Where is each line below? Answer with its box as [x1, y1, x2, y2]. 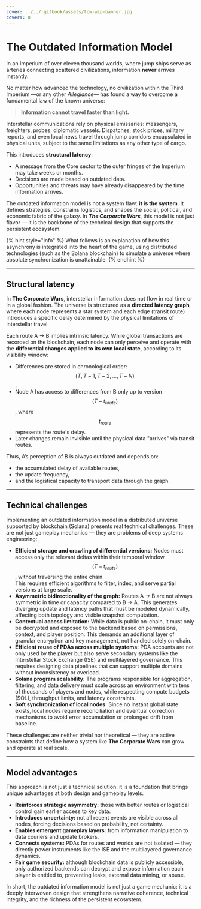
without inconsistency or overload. [14, 669, 100, 676]
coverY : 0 [6, 14, 31, 20]
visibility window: [6, 352, 49, 359]
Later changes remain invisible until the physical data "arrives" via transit [14, 434, 195, 442]
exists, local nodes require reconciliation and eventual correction [14, 707, 175, 715]
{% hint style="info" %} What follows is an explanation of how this [6, 237, 169, 244]
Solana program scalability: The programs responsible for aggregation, [14, 676, 193, 683]
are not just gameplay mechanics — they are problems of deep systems [6, 529, 184, 536]
